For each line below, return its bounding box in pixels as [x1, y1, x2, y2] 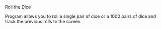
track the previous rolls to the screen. [5, 19, 82, 24]
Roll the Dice [5, 4, 31, 10]
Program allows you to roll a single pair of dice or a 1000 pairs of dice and [5, 14, 157, 19]
